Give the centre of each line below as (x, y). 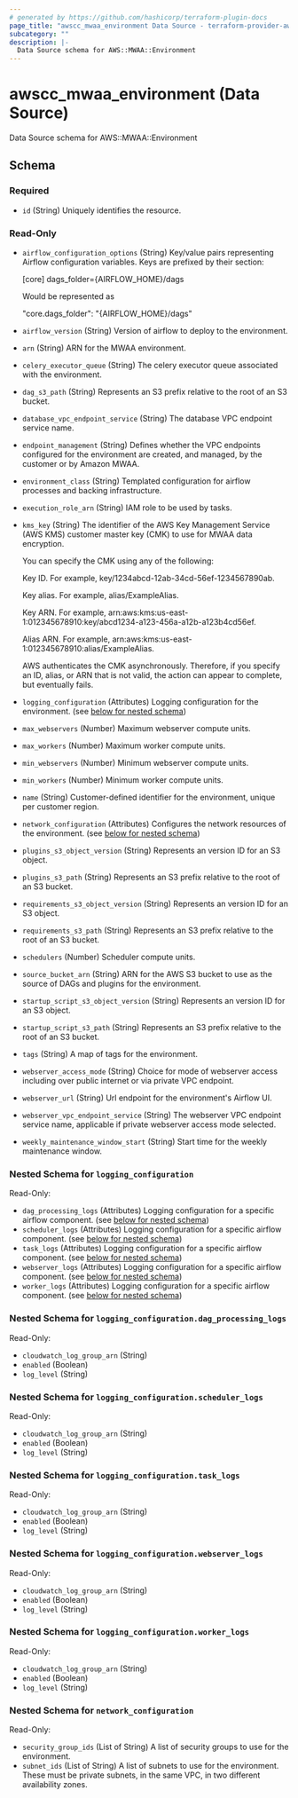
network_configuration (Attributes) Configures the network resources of (154, 824)
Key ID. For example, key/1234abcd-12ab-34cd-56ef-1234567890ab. (148, 579)
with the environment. (62, 375)
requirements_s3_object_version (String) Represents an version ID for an (155, 904)
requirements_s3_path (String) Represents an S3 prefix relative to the (148, 931)
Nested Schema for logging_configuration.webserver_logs (136, 1554)
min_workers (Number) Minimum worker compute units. (122, 780)
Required (29, 191)
